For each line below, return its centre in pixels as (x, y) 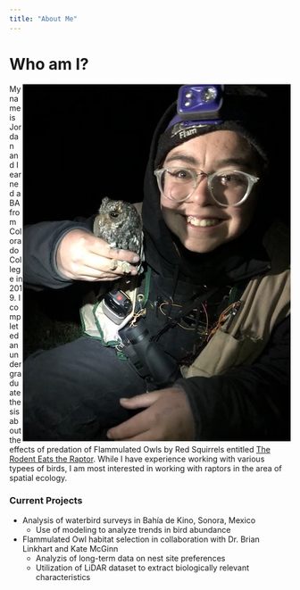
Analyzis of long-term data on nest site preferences (130, 558)
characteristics (63, 577)
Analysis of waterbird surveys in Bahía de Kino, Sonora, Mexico (139, 520)
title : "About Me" (43, 19)
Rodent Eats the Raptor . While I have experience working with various (137, 459)
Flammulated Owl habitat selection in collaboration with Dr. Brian (141, 539)
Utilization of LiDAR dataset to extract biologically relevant (142, 568)
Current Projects (46, 501)
